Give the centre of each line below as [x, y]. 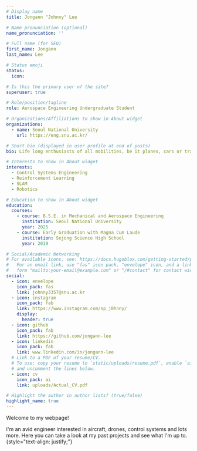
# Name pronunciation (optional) [47, 28]
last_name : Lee [25, 55]
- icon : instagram [34, 298]
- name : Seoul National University [55, 130]
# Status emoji [25, 65]
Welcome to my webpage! [38, 418]
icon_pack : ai [34, 379]
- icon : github [30, 325]
